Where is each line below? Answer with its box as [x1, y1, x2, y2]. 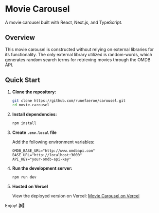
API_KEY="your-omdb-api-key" [12, 157, 71, 162]
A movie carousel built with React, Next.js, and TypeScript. [5, 19, 123, 25]
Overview [5, 33, 35, 42]
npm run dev [12, 175, 36, 180]
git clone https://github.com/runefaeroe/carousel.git [12, 98, 126, 103]
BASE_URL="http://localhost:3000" [12, 153, 82, 158]
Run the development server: [12, 165, 73, 171]
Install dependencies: [12, 112, 57, 117]
